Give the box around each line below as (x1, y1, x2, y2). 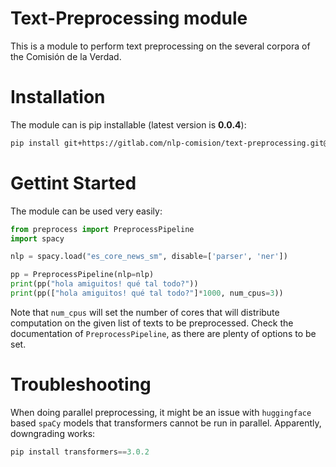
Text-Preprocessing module (10, 7, 248, 30)
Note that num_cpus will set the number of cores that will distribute (10, 306, 280, 318)
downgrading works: (10, 427, 96, 439)
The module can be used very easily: (10, 205, 163, 217)
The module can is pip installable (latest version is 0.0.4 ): (10, 118, 247, 131)
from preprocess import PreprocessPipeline (10, 224, 195, 234)
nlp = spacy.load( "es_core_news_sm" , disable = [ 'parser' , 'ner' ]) (10, 252, 288, 262)
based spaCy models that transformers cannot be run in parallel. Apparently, (10, 417, 322, 429)
